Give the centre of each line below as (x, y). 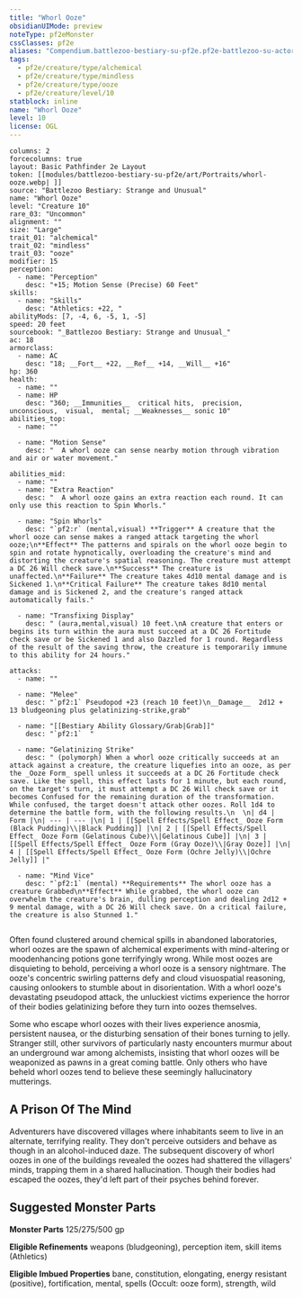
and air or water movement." (64, 458)
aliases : (26, 51)
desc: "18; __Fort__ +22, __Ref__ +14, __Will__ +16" (128, 364)
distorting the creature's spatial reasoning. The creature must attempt (151, 561)
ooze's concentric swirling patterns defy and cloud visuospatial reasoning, (147, 978)
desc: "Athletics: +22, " (74, 309)
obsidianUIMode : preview (56, 26)
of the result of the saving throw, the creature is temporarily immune (148, 647)
